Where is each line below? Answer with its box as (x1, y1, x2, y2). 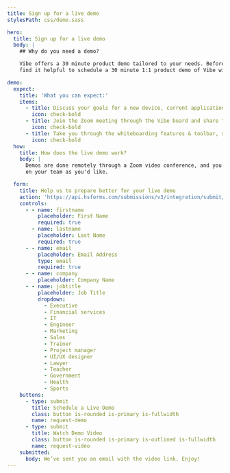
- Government (43, 372, 81, 380)
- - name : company (25, 270, 78, 277)
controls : (19, 200, 48, 207)
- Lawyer (43, 360, 69, 367)
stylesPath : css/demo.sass (7, 16, 84, 23)
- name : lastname (31, 226, 81, 233)
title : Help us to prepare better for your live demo (19, 187, 176, 194)
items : (19, 98, 38, 105)
